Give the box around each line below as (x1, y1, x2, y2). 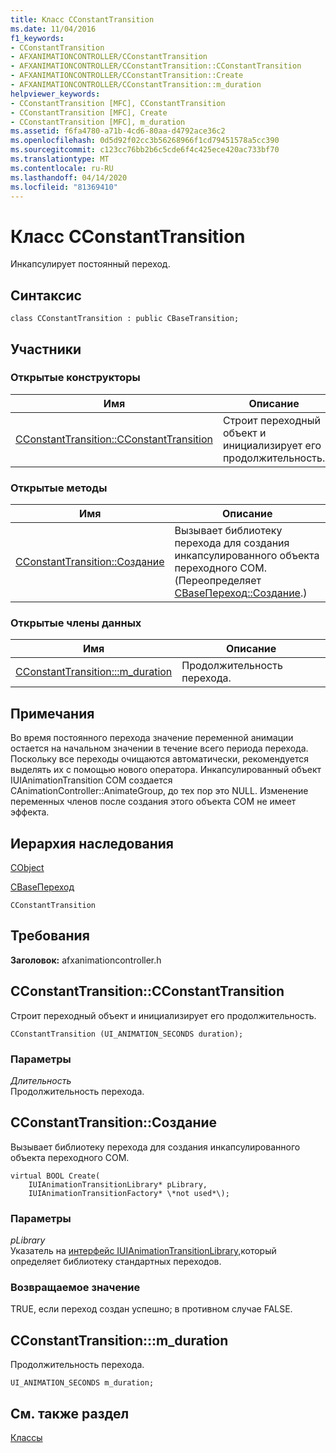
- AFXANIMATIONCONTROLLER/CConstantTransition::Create (10, 71, 244, 81)
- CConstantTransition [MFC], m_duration (10, 117, 186, 127)
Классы (10, 1431, 43, 1443)
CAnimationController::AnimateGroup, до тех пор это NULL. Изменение (10, 785, 309, 797)
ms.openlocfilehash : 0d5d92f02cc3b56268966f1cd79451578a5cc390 (10, 136, 280, 146)
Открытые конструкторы (10, 371, 141, 385)
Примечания (10, 705, 95, 722)
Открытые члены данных (10, 616, 142, 630)
